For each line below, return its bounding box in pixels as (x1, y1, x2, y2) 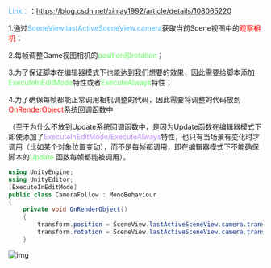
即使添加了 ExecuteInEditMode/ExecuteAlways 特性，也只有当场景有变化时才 (8, 132, 261, 142)
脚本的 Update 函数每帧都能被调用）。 (8, 152, 131, 162)
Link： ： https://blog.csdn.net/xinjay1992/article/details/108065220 (8, 6, 232, 15)
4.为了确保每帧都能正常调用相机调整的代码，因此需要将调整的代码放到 (8, 95, 241, 104)
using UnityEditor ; (8, 175, 74, 183)
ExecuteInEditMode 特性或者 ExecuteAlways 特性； (8, 78, 173, 87)
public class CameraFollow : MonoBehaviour (8, 191, 157, 199)
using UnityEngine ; (8, 168, 74, 176)
